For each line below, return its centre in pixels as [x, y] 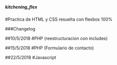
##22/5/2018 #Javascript [31, 57]
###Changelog [20, 29]
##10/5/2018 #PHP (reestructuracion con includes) [56, 38]
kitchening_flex [21, 7]
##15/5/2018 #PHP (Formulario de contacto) [50, 48]
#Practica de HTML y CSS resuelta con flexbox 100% [59, 19]
